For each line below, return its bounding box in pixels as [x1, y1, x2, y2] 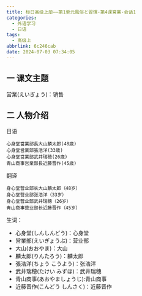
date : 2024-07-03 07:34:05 [6, 49, 75, 55]
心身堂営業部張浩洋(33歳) [6, 148, 63, 154]
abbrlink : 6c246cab [6, 44, 56, 50]
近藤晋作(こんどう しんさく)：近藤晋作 [15, 283, 112, 290]
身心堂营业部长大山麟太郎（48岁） [6, 185, 81, 192]
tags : [6, 32, 20, 38]
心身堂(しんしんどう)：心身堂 [15, 229, 89, 237]
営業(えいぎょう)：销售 [6, 90, 64, 98]
